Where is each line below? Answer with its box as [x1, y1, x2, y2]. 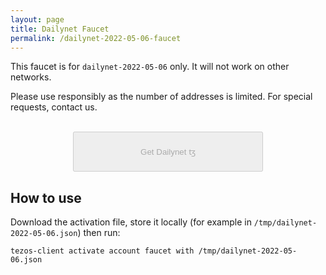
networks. [10, 71, 52, 83]
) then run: [77, 227, 121, 239]
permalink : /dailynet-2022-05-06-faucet [10, 33, 182, 43]
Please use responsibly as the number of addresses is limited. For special [10, 91, 313, 103]
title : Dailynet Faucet [10, 24, 110, 34]
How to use [10, 189, 82, 206]
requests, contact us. [10, 101, 98, 113]
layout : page [10, 14, 65, 25]
